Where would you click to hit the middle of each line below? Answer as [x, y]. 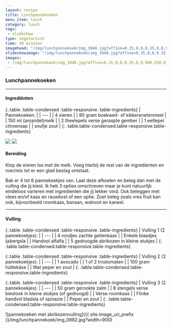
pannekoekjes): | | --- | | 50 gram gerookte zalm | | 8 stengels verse [77, 288]
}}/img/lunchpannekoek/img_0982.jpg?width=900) [59, 320]
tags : [11, 29]
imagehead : [17, 48]
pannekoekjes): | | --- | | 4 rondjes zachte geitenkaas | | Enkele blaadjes [81, 236]
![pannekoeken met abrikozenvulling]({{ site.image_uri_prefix [70, 314]
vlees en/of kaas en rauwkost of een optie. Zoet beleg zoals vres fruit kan [83, 197]
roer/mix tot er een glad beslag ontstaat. [48, 170]
